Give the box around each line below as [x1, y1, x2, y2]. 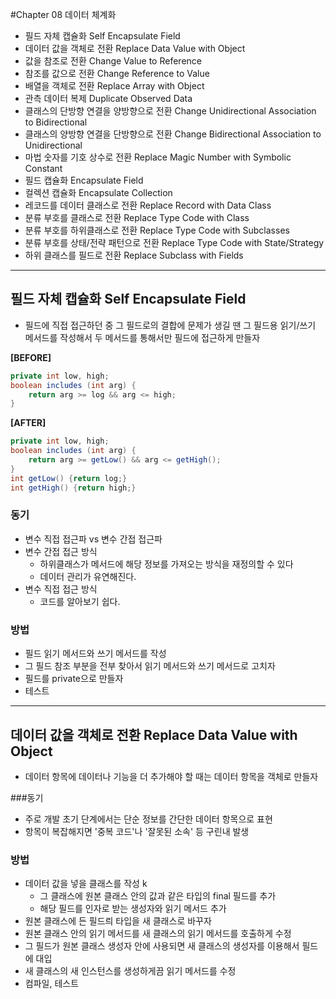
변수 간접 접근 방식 [24, 545, 98, 557]
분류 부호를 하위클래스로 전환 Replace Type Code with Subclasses [24, 224, 290, 236]
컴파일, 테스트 [24, 978, 80, 990]
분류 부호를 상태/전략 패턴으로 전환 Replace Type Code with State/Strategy [24, 237, 325, 248]
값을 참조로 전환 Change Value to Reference [24, 55, 202, 67]
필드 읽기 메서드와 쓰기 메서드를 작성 [24, 648, 167, 660]
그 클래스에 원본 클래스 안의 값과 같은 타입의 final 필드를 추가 [39, 890, 277, 902]
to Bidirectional [24, 116, 88, 128]
